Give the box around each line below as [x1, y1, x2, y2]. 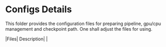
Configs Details [5, 4, 72, 15]
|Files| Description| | [5, 36, 48, 42]
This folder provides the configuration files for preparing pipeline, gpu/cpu [5, 20, 161, 27]
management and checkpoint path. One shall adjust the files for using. [5, 26, 153, 32]
